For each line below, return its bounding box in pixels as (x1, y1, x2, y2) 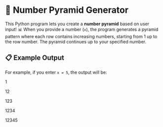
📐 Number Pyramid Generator (5, 4, 129, 16)
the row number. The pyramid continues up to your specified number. (5, 39, 147, 44)
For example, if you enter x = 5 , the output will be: (5, 69, 107, 75)
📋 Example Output (5, 54, 64, 62)
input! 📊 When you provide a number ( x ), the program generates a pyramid (5, 26, 159, 32)
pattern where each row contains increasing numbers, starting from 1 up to (5, 33, 158, 39)
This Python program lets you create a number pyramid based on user (5, 21, 150, 27)
